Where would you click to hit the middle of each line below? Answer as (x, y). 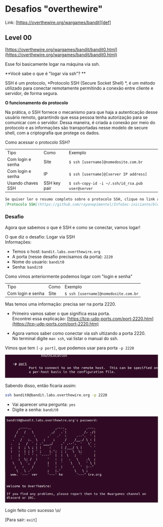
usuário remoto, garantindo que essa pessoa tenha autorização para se (76, 117)
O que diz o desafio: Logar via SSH (40, 236)
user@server (81, 189)
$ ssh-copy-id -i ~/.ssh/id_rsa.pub (106, 183)
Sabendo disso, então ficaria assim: (41, 385)
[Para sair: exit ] (21, 520)
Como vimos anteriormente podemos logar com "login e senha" (69, 276)
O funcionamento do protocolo (37, 103)
